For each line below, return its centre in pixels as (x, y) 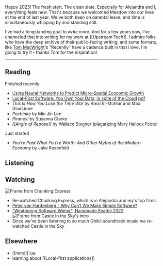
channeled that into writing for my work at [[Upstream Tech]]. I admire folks (81, 37)
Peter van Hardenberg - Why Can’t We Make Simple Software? (75, 206)
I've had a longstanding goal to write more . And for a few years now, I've (77, 32)
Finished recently (22, 84)
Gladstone (22, 108)
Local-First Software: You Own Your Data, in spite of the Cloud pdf (79, 98)
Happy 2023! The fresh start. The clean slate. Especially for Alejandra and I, (81, 7)
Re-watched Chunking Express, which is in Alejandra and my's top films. (84, 201)
